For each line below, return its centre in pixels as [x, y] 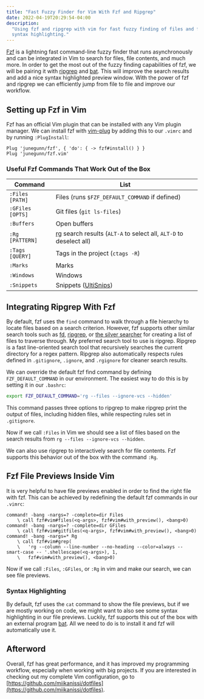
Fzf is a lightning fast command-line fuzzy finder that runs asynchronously [100, 52]
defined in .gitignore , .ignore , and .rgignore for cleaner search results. [97, 360]
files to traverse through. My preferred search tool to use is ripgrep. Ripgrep [101, 341]
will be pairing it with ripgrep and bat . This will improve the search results [98, 71]
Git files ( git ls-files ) [88, 212]
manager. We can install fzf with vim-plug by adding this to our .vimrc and [99, 131]
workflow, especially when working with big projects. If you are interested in [101, 670]
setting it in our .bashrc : [36, 385]
